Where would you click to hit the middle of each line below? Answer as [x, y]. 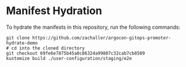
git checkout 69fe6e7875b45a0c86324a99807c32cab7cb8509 [75, 53]
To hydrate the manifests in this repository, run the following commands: [93, 27]
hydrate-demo [22, 43]
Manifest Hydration [54, 11]
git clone [18, 38]
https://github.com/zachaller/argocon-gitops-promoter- [101, 38]
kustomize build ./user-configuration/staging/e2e [69, 58]
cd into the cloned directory [48, 48]
